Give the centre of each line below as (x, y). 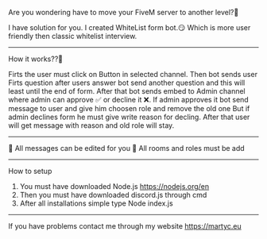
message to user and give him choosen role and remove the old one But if (129, 108)
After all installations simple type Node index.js (96, 203)
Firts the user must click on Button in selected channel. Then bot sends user (133, 74)
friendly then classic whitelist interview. (73, 36)
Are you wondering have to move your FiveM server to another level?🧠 (124, 12)
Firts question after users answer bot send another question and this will (127, 83)
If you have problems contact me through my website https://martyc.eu (125, 226)
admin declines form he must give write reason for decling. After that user (129, 117)
